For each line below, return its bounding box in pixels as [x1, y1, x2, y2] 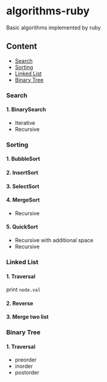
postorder [14, 369, 40, 376]
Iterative [14, 119, 36, 126]
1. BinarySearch [6, 106, 46, 113]
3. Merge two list [6, 313, 49, 320]
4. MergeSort [6, 196, 40, 204]
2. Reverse [6, 300, 33, 307]
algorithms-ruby [6, 4, 90, 18]
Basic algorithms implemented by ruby [6, 24, 101, 31]
